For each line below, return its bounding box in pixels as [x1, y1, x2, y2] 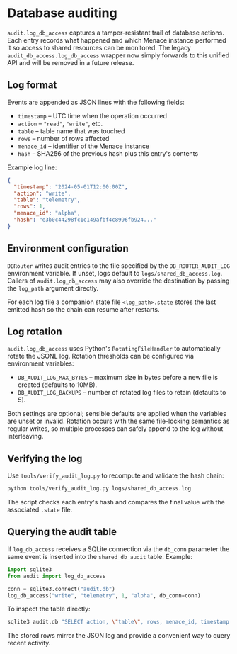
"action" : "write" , [13, 190, 71, 197]
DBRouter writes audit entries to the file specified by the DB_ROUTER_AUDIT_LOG [7, 261, 230, 270]
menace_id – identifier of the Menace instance [17, 142, 150, 150]
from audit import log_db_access [7, 573, 106, 580]
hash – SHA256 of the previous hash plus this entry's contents [17, 149, 199, 157]
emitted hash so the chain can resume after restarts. [7, 305, 160, 313]
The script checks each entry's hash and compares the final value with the [7, 498, 225, 507]
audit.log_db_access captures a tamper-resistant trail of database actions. [7, 28, 224, 37]
